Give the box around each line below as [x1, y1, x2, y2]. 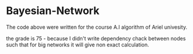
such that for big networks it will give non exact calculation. [6, 41, 149, 48]
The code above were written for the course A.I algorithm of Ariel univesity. [6, 23, 188, 31]
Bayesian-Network [6, 4, 99, 18]
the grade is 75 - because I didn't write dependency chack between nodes [6, 35, 186, 42]
